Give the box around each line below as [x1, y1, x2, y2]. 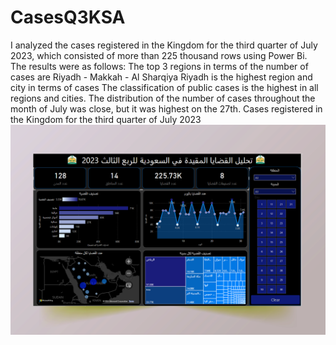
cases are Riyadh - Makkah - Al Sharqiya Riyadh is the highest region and [10, 71, 313, 83]
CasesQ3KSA [10, 6, 126, 29]
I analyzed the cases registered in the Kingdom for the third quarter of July [10, 39, 318, 51]
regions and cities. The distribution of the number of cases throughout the [10, 92, 316, 104]
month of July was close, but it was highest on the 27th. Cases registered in [10, 102, 323, 115]
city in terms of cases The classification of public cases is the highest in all [10, 81, 319, 93]
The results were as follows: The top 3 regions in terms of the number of [10, 60, 309, 72]
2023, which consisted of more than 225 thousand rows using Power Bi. [10, 49, 308, 61]
